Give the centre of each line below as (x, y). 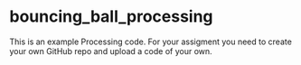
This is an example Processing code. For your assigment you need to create (150, 42)
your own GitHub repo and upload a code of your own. (111, 51)
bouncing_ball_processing (112, 17)
